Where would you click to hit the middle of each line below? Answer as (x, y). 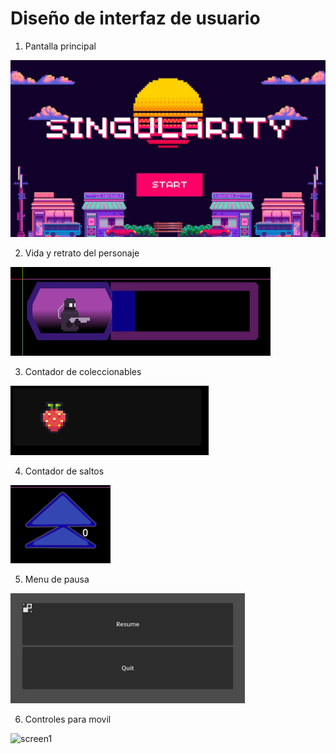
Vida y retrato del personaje (82, 253)
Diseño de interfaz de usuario (135, 18)
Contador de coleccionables (83, 372)
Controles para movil (68, 719)
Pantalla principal (60, 46)
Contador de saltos (64, 471)
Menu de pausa (57, 579)
